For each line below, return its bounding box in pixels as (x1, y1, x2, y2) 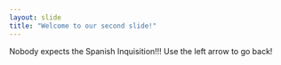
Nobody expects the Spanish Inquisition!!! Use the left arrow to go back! (9, 45, 273, 56)
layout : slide (9, 12, 62, 22)
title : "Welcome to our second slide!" (9, 21, 157, 30)
